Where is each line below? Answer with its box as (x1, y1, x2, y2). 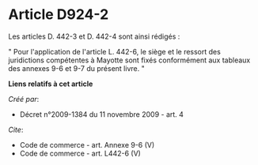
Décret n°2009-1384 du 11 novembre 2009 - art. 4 (19, 109, 184, 119)
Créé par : (8, 94, 40, 103)
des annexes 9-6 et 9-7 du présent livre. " (8, 63, 145, 73)
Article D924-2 (8, 6, 109, 24)
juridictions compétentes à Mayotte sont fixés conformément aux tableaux (8, 55, 251, 65)
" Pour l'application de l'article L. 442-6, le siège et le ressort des (8, 47, 222, 56)
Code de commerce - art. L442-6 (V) (19, 148, 141, 158)
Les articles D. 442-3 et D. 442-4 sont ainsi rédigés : (8, 32, 180, 41)
